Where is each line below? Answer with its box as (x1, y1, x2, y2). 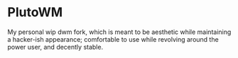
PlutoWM (7, 4, 63, 21)
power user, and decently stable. (7, 42, 104, 51)
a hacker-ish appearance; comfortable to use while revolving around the (7, 35, 219, 43)
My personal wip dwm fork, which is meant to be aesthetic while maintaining (7, 28, 232, 36)
